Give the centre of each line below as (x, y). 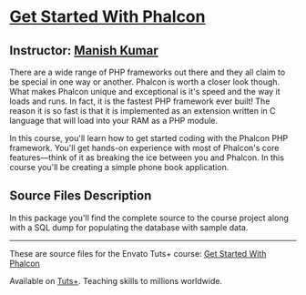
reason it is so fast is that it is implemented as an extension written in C (143, 111)
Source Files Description (81, 196)
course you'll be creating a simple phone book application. (119, 167)
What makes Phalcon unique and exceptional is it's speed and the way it (145, 92)
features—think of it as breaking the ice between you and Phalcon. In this (147, 158)
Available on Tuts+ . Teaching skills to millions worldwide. (116, 280)
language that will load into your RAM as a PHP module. (114, 121)
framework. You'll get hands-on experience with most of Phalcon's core (144, 148)
